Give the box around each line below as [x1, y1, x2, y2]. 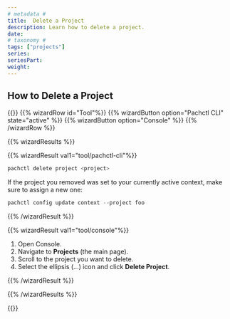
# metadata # [7, 10, 46, 18]
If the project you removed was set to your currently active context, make [7, 178, 223, 187]
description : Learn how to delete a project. [7, 23, 145, 31]
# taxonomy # [7, 37, 46, 44]
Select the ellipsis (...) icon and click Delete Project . [17, 263, 170, 271]
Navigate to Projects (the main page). [17, 247, 129, 256]
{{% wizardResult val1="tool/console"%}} [7, 226, 130, 235]
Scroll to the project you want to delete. [17, 255, 134, 263]
